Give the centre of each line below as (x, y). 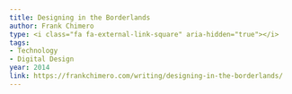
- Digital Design (42, 59)
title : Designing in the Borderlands (80, 17)
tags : (19, 43)
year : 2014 (30, 68)
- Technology (34, 51)
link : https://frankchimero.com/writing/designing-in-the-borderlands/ (146, 76)
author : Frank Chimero (52, 26)
